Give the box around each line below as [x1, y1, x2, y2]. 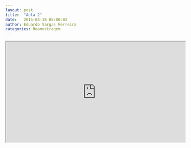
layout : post [5, 7, 33, 13]
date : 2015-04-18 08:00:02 [5, 17, 68, 22]
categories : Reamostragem [5, 27, 60, 32]
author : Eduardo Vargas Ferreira [5, 22, 77, 27]
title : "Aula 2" [5, 12, 43, 17]
